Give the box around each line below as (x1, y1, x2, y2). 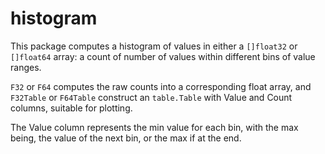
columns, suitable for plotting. (10, 102, 133, 114)
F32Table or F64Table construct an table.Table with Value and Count (10, 91, 293, 103)
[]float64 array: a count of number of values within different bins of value (10, 50, 316, 62)
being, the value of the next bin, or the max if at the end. (10, 132, 242, 144)
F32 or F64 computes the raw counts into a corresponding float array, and (10, 80, 312, 92)
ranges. (10, 61, 42, 73)
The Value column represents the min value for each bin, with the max (10, 121, 299, 133)
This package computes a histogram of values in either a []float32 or (10, 40, 298, 52)
